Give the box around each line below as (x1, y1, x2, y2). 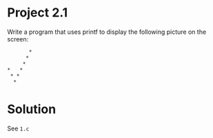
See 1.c (7, 124, 30, 132)
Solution (7, 101, 57, 117)
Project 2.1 (7, 5, 68, 21)
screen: (7, 34, 29, 43)
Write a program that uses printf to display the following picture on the (7, 28, 207, 36)
